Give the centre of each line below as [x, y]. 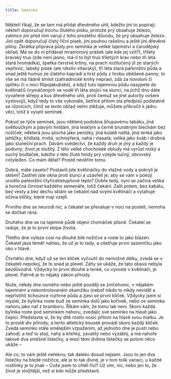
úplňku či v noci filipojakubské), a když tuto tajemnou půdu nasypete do [81, 85]
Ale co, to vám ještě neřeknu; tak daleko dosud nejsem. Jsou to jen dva [80, 354]
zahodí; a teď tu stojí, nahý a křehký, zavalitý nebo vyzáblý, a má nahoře [81, 333]
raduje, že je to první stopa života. [41, 227]
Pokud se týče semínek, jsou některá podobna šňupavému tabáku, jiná [80, 121]
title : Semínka [21, 10]
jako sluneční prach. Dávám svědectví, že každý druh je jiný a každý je [80, 143]
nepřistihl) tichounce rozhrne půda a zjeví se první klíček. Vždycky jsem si [83, 296]
